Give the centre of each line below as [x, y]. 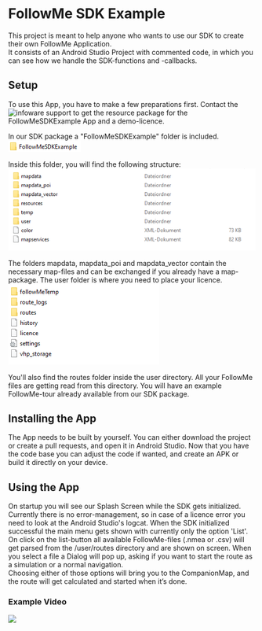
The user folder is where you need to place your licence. [131, 279]
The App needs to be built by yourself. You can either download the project [129, 437]
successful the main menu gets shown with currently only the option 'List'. [128, 531]
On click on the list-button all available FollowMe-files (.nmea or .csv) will [126, 540]
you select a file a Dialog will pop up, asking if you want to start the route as [131, 556]
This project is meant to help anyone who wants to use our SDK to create [126, 35]
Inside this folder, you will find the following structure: [95, 164]
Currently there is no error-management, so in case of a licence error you [127, 515]
